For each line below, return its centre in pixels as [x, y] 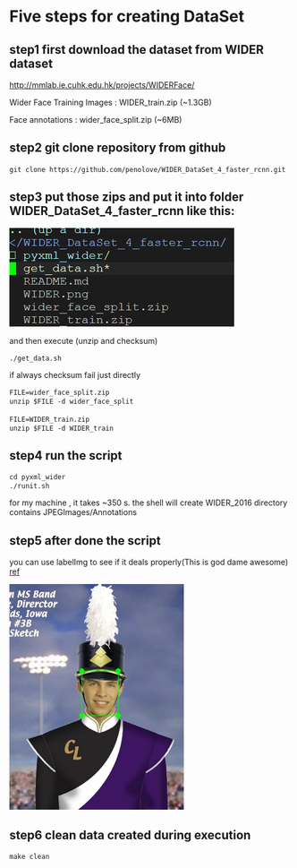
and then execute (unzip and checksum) [84, 340]
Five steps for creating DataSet [127, 17]
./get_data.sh [36, 358]
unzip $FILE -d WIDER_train [62, 428]
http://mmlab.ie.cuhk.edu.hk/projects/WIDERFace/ [102, 85]
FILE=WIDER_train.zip [50, 419]
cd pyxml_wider [38, 477]
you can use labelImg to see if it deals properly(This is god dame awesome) [149, 563]
